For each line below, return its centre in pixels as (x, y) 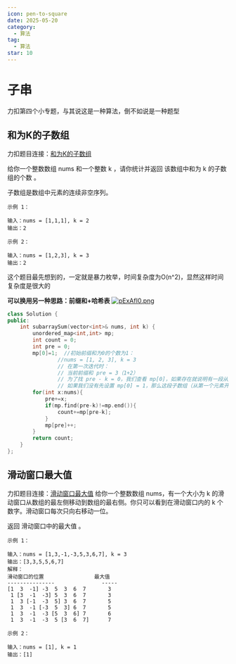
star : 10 (20, 54)
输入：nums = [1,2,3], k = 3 (48, 255)
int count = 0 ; (55, 340)
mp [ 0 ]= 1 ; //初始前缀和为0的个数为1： (84, 353)
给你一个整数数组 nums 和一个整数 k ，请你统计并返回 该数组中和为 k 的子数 (117, 168)
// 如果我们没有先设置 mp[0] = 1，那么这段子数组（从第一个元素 (140, 386)
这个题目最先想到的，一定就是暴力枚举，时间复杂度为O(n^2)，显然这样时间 (116, 277)
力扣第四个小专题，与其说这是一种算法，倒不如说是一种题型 (93, 111)
